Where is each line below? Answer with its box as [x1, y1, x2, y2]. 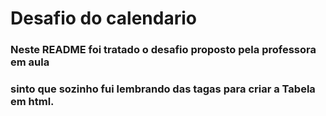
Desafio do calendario [10, 7, 197, 30]
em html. [10, 95, 55, 109]
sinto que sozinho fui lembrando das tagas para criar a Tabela [10, 82, 316, 96]
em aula [10, 55, 50, 69]
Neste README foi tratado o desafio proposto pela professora [10, 43, 317, 57]
